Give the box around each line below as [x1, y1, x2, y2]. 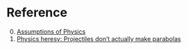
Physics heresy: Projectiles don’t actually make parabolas [16, 34, 181, 42]
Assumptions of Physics [16, 27, 86, 36]
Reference [6, 5, 67, 21]
